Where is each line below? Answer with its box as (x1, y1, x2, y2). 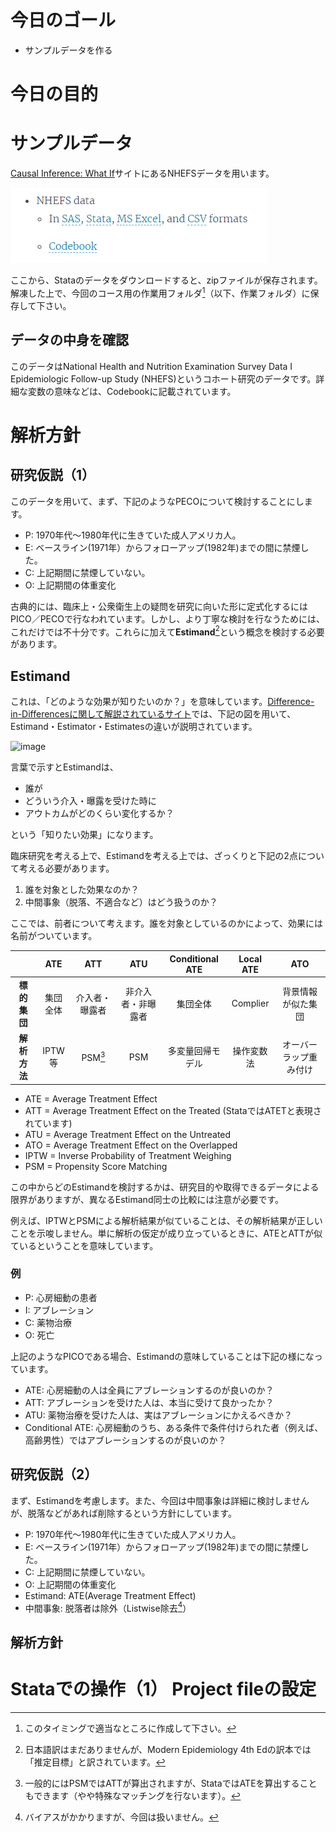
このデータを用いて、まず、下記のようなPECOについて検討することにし (10, 495, 305, 507)
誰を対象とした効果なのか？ (24, 884, 140, 895)
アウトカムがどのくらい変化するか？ (24, 807, 175, 819)
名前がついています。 (10, 930, 98, 941)
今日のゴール (10, 9, 117, 32)
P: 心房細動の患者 (24, 1291, 98, 1303)
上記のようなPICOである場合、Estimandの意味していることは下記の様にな (10, 1350, 315, 1362)
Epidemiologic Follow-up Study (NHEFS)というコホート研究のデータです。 (10, 372, 317, 385)
